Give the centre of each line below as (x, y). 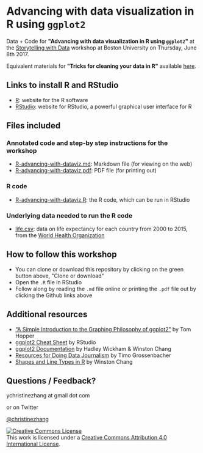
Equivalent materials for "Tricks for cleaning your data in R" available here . (101, 66)
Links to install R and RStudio (62, 85)
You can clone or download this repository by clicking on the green (99, 269)
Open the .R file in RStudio (48, 282)
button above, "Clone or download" (60, 276)
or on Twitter (22, 407)
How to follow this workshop (62, 255)
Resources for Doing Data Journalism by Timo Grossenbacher (93, 355)
